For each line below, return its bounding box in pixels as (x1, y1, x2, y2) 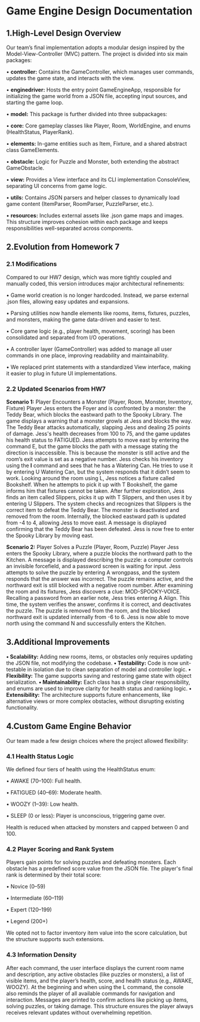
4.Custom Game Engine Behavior (6, 721, 132, 732)
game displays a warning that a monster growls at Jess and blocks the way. (6, 417, 192, 424)
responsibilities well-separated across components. (6, 225, 133, 232)
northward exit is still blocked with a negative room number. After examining (6, 581, 193, 589)
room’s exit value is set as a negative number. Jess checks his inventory (6, 455, 183, 462)
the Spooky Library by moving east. (6, 532, 94, 539)
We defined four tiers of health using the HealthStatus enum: (6, 765, 156, 773)
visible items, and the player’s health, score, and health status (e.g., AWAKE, (6, 977, 193, 984)
